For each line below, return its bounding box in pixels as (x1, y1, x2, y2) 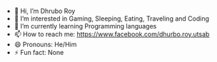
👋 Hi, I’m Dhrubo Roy (14, 7, 76, 15)
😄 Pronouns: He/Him (14, 40, 77, 48)
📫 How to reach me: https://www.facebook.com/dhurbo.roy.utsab (14, 30, 210, 38)
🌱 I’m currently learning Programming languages (14, 22, 157, 30)
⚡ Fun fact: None (14, 48, 64, 56)
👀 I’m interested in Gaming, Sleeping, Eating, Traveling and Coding (14, 14, 209, 23)
